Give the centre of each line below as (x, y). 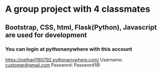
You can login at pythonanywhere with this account (69, 49)
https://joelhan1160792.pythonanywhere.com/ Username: (64, 60)
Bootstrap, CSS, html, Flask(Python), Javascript (81, 27)
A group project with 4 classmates (78, 9)
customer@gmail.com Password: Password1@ (53, 65)
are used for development (46, 35)
